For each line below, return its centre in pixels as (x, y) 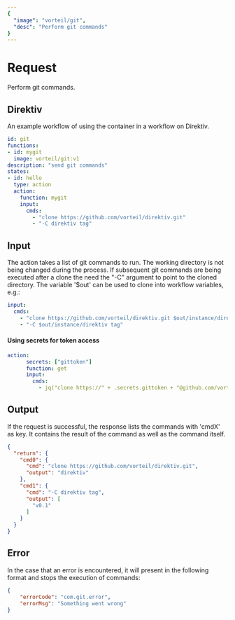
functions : (23, 145)
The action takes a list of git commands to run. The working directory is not (115, 263)
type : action (33, 185)
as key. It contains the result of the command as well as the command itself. (116, 434)
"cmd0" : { (34, 460)
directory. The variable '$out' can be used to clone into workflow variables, (115, 285)
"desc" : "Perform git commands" (61, 27)
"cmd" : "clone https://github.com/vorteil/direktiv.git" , (112, 467)
